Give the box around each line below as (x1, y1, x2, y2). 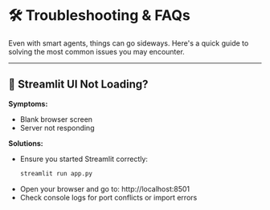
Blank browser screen (19, 114, 93, 124)
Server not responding (19, 123, 95, 132)
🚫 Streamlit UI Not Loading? (8, 78, 149, 91)
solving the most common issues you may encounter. (8, 46, 185, 56)
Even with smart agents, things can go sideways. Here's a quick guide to (8, 38, 249, 48)
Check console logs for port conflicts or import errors (19, 192, 198, 202)
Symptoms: (8, 99, 48, 108)
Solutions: (8, 138, 44, 148)
